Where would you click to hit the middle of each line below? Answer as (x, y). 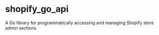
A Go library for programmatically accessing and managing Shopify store (79, 23)
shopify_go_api (37, 9)
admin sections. (21, 28)
